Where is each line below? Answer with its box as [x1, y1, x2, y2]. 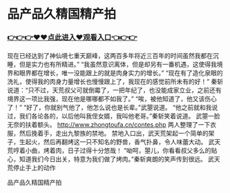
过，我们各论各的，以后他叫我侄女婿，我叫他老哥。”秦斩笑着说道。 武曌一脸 [7, 112, 221, 121]
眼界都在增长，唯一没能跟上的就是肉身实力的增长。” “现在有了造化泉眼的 [19, 69, 223, 77]
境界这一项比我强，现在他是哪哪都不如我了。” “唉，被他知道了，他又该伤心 [7, 94, 218, 103]
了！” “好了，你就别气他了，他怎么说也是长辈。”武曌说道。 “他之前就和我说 [7, 103, 218, 112]
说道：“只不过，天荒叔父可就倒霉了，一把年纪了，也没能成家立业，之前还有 [7, 86, 222, 94]
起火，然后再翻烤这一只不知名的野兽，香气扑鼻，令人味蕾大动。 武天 [25, 138, 221, 146]
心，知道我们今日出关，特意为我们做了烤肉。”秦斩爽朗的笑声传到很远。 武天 [7, 155, 221, 163]
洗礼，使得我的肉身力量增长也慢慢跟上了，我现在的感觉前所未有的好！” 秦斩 [7, 77, 224, 86]
